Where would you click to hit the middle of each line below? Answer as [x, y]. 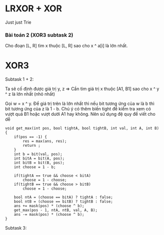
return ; [32, 146]
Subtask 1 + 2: [19, 79]
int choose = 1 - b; [35, 167]
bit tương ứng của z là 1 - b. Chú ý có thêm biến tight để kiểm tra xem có [78, 109]
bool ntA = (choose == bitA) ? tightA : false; [63, 198]
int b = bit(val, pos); [38, 154]
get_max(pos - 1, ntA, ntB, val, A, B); [56, 210]
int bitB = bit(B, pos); [39, 163]
